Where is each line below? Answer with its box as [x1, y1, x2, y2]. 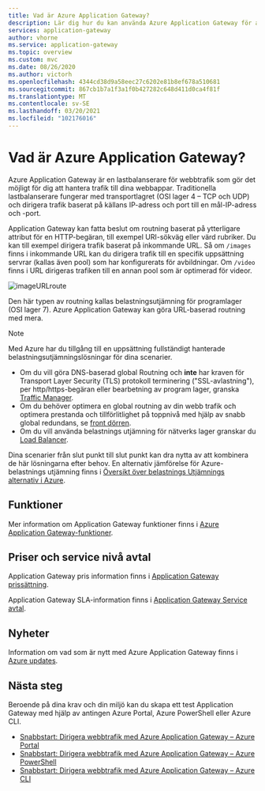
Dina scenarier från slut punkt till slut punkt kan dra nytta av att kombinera [8, 450, 248, 460]
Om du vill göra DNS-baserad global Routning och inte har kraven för [19, 367, 244, 377]
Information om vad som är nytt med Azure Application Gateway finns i [8, 648, 238, 657]
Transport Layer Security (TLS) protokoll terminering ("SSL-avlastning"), [19, 376, 255, 385]
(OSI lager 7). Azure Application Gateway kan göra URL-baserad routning [8, 305, 246, 314]
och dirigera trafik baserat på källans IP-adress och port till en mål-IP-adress [8, 199, 257, 210]
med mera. [8, 313, 43, 323]
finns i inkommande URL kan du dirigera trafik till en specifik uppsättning [8, 248, 244, 258]
